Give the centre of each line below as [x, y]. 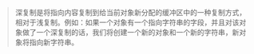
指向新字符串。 [54, 42]
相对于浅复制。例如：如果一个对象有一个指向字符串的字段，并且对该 [127, 22]
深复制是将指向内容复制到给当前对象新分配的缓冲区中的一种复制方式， [131, 12]
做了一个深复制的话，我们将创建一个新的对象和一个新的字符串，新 [131, 32]
